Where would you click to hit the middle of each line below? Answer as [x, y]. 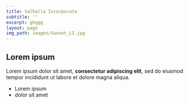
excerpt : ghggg [25, 22]
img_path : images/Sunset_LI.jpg [45, 33]
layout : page [22, 28]
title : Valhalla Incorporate [42, 11]
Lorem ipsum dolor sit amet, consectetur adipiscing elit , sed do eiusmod [95, 71]
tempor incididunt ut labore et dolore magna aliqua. [68, 77]
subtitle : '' [22, 17]
